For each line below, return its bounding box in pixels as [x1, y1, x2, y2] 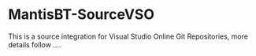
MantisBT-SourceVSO [8, 6, 155, 24]
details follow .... [8, 39, 61, 49]
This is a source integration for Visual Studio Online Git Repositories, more [8, 32, 248, 41]
